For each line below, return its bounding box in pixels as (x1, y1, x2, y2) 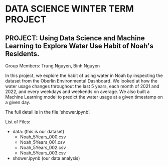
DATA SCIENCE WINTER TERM (5, 3, 134, 15)
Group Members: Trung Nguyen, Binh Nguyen (5, 63, 100, 68)
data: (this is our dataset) (12, 129, 65, 134)
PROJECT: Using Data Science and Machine (5, 34, 145, 42)
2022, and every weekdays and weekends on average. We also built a (5, 89, 150, 95)
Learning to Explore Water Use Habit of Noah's (5, 41, 154, 50)
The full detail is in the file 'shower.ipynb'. (5, 109, 91, 115)
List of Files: (5, 119, 31, 125)
